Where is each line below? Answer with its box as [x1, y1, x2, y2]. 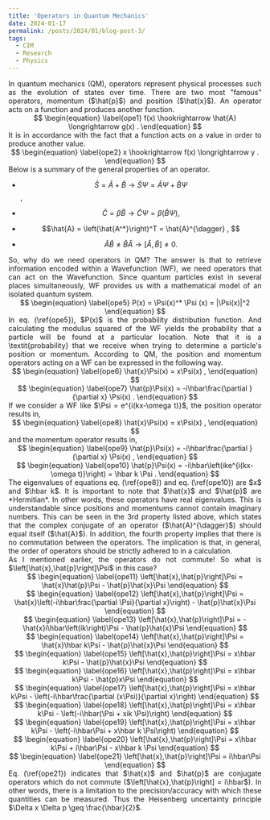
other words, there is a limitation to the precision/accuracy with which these [8, 785, 262, 795]
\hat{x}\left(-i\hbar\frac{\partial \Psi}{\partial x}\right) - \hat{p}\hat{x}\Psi [14, 597, 256, 607]
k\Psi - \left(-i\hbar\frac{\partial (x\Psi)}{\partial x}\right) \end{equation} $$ [10, 691, 260, 701]
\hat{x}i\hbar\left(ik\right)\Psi [22, 623, 119, 632]
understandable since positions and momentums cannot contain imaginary [8, 503, 262, 512]
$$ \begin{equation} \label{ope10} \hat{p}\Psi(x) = [16, 460, 183, 470]
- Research [15, 49, 52, 57]
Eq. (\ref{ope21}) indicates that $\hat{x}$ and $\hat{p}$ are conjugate [8, 768, 262, 778]
